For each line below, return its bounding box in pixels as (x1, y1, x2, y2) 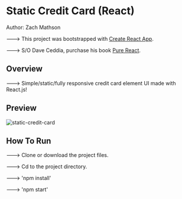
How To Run (6, 136, 51, 146)
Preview (6, 103, 37, 113)
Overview (6, 64, 43, 74)
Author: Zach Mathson (6, 24, 61, 31)
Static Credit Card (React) (6, 4, 135, 18)
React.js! (6, 86, 28, 93)
